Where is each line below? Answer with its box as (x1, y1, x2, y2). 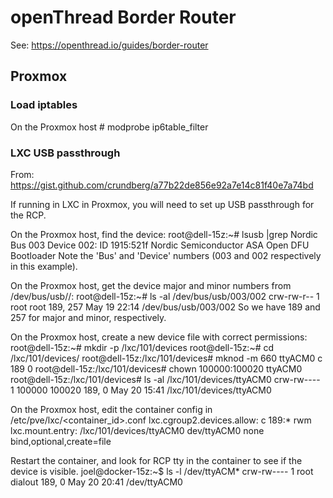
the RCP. (10, 209, 47, 221)
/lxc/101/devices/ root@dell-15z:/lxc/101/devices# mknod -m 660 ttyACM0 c (10, 352, 323, 364)
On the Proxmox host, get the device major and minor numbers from (10, 279, 292, 291)
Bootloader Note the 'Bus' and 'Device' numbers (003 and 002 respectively (10, 249, 322, 261)
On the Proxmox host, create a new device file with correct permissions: (10, 331, 308, 343)
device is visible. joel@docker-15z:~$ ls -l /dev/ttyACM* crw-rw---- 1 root (10, 465, 314, 477)
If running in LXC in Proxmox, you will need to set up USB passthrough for (10, 198, 315, 210)
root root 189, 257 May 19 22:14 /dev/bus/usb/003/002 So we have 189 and (10, 301, 321, 313)
